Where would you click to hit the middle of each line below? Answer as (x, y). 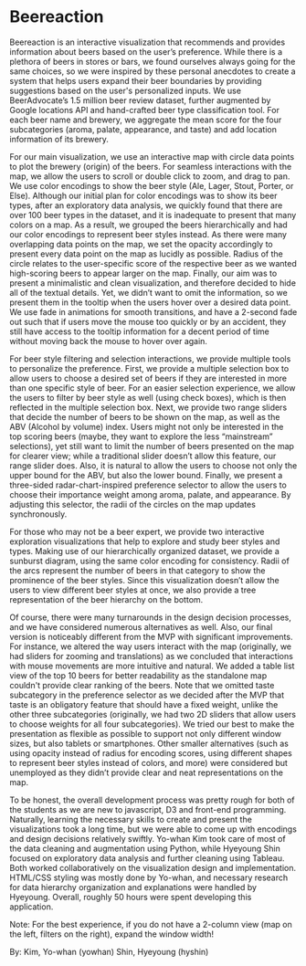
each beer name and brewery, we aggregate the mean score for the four (146, 120)
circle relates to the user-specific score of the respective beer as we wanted (153, 263)
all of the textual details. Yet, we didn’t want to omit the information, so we (148, 292)
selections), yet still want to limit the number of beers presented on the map (152, 446)
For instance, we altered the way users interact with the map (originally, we (151, 646)
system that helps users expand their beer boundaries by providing (136, 80)
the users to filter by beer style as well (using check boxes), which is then (148, 397)
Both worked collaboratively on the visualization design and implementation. (153, 867)
